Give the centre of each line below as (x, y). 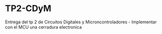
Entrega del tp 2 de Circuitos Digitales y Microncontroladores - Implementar (81, 22)
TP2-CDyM (28, 8)
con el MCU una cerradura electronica (43, 27)
